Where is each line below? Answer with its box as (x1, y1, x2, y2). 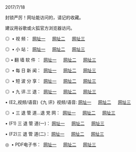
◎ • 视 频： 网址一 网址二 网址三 (5, 36, 85, 41)
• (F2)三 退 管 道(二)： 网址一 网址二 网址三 (5, 131, 104, 137)
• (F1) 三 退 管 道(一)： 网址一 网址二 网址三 (5, 121, 105, 126)
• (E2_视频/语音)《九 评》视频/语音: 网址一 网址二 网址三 (5, 99, 132, 105)
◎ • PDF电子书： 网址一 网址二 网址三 (5, 142, 96, 148)
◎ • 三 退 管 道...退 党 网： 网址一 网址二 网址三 (5, 110, 116, 116)
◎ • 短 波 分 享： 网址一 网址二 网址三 (5, 78, 97, 84)
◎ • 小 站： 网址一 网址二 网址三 (5, 46, 85, 52)
